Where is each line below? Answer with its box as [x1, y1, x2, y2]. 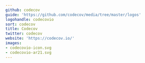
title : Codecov [5, 26, 38, 31]
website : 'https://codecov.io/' [5, 36, 75, 41]
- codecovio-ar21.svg [5, 50, 52, 55]
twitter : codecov [5, 31, 43, 36]
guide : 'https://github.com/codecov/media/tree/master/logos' [5, 12, 141, 17]
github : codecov [5, 7, 40, 13]
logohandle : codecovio [5, 17, 54, 22]
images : [5, 41, 22, 46]
